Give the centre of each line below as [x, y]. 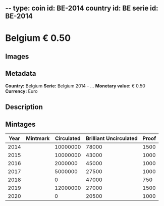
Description [24, 107]
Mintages [20, 124]
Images [17, 56]
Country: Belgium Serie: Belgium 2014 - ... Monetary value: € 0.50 [75, 86]
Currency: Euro [21, 91]
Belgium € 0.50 [38, 38]
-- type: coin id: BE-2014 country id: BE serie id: [82, 8]
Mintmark [38, 138]
